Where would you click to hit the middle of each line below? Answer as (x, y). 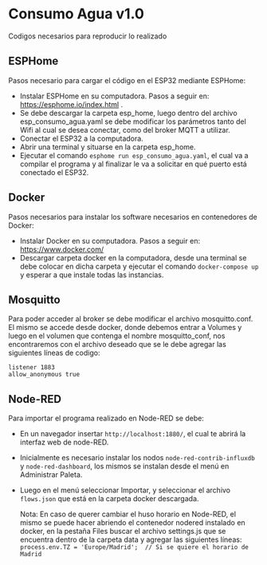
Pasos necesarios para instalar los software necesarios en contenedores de (133, 217)
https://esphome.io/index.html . (71, 104)
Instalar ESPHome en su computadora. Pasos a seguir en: (114, 96)
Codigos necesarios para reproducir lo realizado (88, 36)
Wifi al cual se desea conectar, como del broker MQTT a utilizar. (125, 129)
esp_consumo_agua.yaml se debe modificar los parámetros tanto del (133, 121)
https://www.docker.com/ (62, 249)
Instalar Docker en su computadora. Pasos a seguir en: (110, 241)
